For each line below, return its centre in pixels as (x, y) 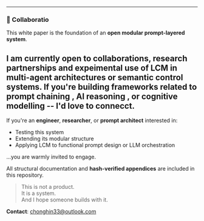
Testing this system (39, 132)
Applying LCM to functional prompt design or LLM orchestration (95, 145)
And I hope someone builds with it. (64, 200)
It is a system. (39, 193)
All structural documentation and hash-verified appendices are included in (100, 169)
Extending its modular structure (54, 139)
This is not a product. (48, 187)
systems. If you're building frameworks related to (102, 87)
